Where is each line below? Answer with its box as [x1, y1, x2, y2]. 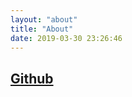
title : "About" [10, 24, 74, 34]
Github [10, 70, 54, 87]
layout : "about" [10, 14, 78, 25]
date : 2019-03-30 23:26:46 [10, 33, 123, 43]
